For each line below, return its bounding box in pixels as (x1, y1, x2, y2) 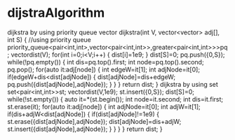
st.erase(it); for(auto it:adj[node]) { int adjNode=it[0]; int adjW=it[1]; (7, 102, 201, 111)
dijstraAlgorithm (7, 5, 105, 21)
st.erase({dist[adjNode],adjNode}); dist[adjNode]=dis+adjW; (7, 117, 182, 125)
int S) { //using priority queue (7, 35, 91, 43)
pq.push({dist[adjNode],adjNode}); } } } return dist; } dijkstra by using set (7, 80, 219, 88)
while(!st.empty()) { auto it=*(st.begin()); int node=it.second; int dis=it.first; (7, 94, 224, 103)
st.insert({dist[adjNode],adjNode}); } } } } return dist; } (7, 125, 163, 133)
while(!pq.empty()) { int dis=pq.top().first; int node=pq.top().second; (7, 57, 205, 66)
